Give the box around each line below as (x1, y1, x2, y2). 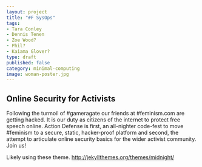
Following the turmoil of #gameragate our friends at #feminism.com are (6, 110, 185, 117)
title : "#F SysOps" (6, 15, 56, 21)
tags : (6, 20, 20, 26)
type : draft (6, 54, 36, 60)
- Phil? (6, 43, 26, 49)
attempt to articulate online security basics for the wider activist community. (6, 135, 197, 143)
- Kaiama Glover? (6, 49, 50, 55)
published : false (6, 60, 50, 66)
